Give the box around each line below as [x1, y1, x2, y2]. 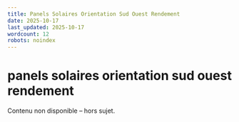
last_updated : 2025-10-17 [7, 24, 84, 31]
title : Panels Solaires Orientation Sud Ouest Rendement [7, 10, 180, 18]
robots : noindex [7, 37, 56, 44]
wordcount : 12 [7, 30, 50, 38]
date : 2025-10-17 [7, 17, 59, 24]
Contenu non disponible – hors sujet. [7, 106, 116, 115]
